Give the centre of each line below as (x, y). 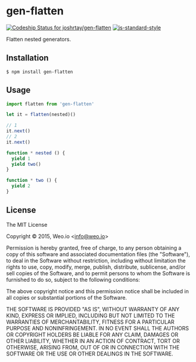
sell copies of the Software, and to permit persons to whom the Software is (98, 273)
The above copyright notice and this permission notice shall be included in (97, 291)
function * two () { (32, 181)
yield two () (27, 164)
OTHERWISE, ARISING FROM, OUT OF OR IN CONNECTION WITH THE (93, 347)
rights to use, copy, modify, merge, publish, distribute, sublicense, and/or (96, 267)
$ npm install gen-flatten (40, 72)
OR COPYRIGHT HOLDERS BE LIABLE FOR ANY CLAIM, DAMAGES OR (92, 334)
